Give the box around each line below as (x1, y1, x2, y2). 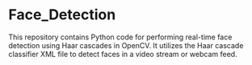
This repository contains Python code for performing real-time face (8, 32, 233, 42)
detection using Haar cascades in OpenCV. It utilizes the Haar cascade (8, 40, 244, 50)
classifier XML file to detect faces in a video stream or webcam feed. (8, 49, 237, 59)
